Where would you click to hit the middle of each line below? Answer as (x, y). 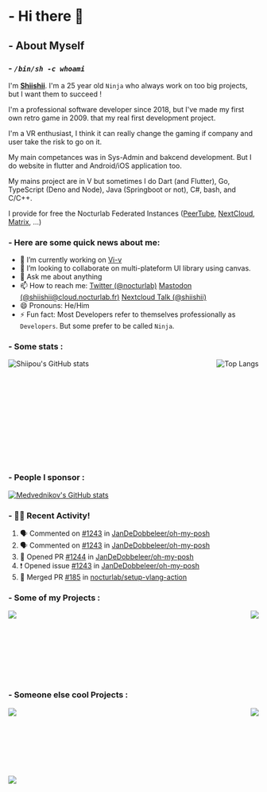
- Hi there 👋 (46, 16)
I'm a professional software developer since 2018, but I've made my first (126, 109)
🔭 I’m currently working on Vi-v (71, 260)
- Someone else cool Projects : (68, 695)
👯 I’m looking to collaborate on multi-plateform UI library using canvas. (135, 268)
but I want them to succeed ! (55, 94)
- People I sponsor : (46, 478)
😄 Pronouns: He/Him (54, 306)
